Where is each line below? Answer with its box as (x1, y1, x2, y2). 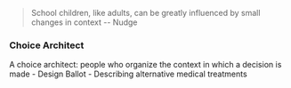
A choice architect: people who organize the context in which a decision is (9, 60, 282, 70)
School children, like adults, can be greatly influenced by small (30, 8, 261, 18)
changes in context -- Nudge (30, 17, 138, 28)
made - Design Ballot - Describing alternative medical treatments (9, 68, 247, 79)
